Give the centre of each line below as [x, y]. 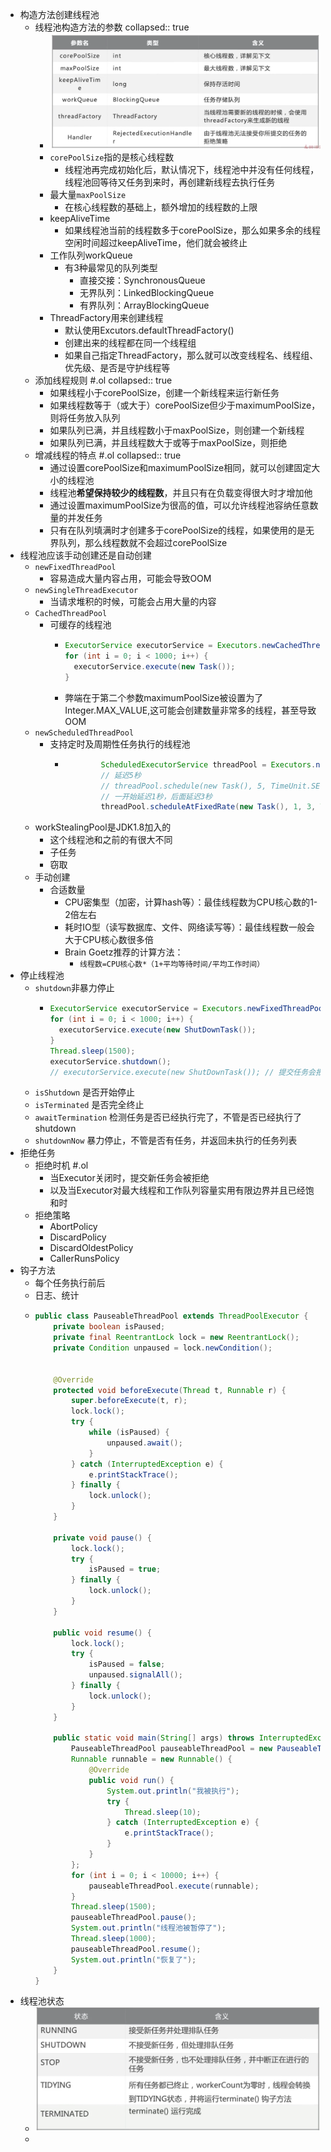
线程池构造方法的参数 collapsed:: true [112, 27]
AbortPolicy [73, 1227]
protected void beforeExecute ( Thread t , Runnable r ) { [170, 1390]
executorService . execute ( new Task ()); [154, 667]
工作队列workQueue [91, 255]
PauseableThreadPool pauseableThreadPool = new [171, 1749]
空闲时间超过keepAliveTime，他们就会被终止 [156, 243]
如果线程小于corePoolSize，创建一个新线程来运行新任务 [164, 393]
